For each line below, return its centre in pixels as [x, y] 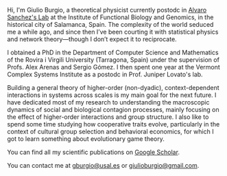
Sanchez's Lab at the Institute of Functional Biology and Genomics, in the [110, 17]
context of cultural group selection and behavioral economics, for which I [110, 131]
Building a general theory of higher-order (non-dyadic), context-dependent [113, 88]
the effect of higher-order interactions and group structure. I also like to [108, 117]
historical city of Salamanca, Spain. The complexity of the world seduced [110, 24]
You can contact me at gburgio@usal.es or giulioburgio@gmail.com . [103, 165]
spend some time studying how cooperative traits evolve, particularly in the [113, 124]
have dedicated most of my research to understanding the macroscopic [108, 102]
